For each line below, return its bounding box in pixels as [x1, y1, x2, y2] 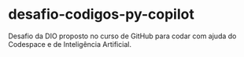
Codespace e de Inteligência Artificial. [8, 39, 132, 48]
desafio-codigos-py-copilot [8, 5, 194, 23]
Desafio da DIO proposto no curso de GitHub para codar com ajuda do [8, 31, 237, 41]
